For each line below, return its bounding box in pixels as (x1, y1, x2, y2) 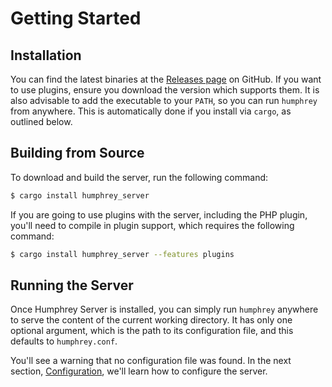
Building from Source (10, 145, 145, 162)
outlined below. (10, 116, 73, 127)
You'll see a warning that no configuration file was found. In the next (10, 355, 292, 367)
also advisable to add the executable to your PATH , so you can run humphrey (10, 95, 318, 106)
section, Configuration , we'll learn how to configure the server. (10, 365, 268, 377)
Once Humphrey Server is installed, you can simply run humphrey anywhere (10, 303, 319, 316)
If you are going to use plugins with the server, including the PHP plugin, (10, 208, 308, 221)
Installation (10, 47, 82, 64)
